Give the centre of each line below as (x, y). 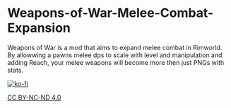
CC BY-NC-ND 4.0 (34, 97)
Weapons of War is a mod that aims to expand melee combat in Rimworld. (115, 47)
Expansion (39, 28)
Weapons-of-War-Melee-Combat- (111, 13)
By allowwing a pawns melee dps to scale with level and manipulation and (115, 55)
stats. (15, 70)
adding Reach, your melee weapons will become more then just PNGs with (116, 62)
